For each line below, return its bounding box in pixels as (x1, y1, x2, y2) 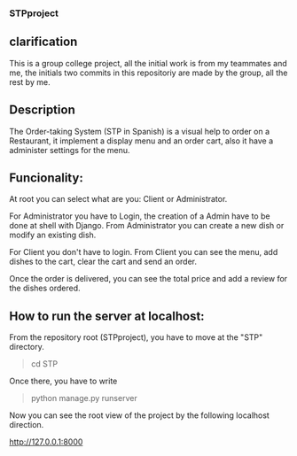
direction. (9, 420, 44, 430)
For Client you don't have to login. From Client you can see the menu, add (9, 247, 278, 258)
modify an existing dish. (9, 229, 97, 241)
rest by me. (9, 76, 51, 87)
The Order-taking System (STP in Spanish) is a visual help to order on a (9, 126, 270, 136)
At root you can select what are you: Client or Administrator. (9, 194, 228, 205)
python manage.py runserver (30, 393, 137, 404)
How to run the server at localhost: (9, 308, 206, 323)
